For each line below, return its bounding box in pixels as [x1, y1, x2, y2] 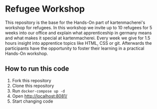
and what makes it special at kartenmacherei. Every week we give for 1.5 [5, 35, 151, 41]
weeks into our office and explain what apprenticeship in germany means [5, 30, 152, 36]
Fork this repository [12, 77, 52, 83]
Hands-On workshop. [5, 50, 49, 56]
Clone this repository [12, 83, 54, 89]
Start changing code [12, 98, 53, 104]
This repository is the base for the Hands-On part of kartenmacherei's [5, 19, 145, 25]
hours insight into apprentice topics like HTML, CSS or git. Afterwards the [5, 40, 152, 46]
